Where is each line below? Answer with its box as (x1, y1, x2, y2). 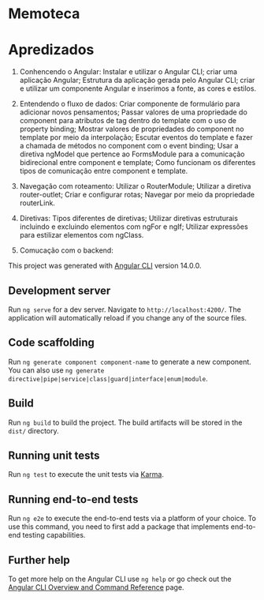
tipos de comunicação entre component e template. (19, 167, 188, 176)
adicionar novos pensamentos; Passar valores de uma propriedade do (19, 107, 248, 117)
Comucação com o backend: (19, 246, 114, 255)
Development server (8, 283, 111, 297)
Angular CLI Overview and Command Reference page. (8, 583, 184, 592)
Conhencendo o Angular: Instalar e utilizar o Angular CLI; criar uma (19, 67, 238, 77)
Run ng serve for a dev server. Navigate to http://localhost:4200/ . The (8, 305, 242, 314)
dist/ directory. (8, 426, 59, 435)
